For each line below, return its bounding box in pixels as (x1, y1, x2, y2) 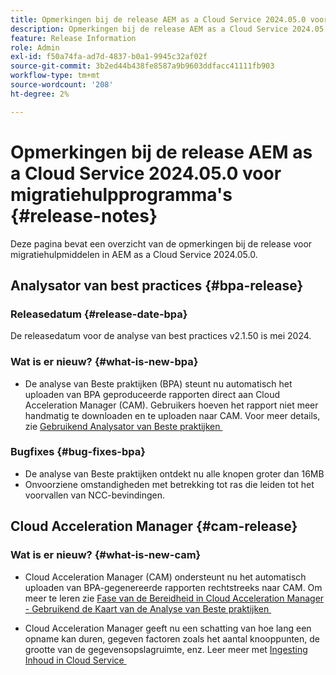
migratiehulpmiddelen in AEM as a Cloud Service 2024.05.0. (10, 248, 258, 260)
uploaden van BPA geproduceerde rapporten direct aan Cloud (24, 388, 280, 400)
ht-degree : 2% (10, 89, 70, 99)
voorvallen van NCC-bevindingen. (24, 489, 166, 501)
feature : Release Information (10, 33, 137, 43)
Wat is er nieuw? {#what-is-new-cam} (10, 548, 202, 562)
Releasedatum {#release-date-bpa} (10, 307, 188, 321)
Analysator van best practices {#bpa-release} (10, 277, 304, 294)
